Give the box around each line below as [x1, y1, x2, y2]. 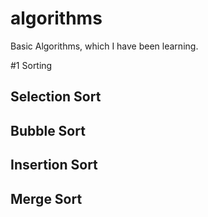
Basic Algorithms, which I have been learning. [10, 40, 199, 52]
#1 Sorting [10, 59, 53, 71]
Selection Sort [10, 88, 102, 106]
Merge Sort [10, 190, 83, 207]
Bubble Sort [10, 122, 86, 139]
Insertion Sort [10, 157, 98, 174]
